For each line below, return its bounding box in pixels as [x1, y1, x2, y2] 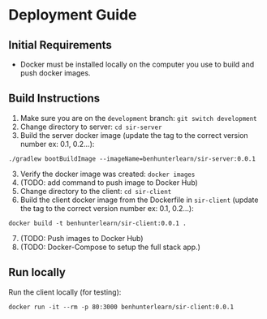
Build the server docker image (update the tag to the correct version [19, 130, 249, 140]
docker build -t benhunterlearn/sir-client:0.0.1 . [8, 219, 187, 227]
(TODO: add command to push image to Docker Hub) [19, 177, 199, 188]
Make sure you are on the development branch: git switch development [19, 113, 257, 123]
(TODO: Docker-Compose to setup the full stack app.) [19, 242, 201, 252]
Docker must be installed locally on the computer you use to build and [19, 59, 255, 69]
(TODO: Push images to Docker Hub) [19, 233, 144, 243]
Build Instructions [8, 92, 101, 106]
